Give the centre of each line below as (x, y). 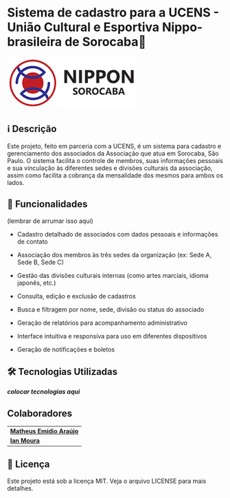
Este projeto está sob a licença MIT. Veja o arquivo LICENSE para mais (107, 481)
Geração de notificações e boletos (66, 349)
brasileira (35, 42)
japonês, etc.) (36, 283)
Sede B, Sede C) (40, 262)
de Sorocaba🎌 (105, 42)
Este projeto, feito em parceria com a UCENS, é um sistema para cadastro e (114, 146)
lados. (16, 182)
